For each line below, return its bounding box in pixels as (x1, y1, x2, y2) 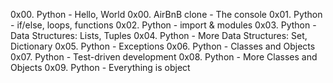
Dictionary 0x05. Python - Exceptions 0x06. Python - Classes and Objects (10, 40, 316, 52)
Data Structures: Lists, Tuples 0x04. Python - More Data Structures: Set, (10, 30, 308, 41)
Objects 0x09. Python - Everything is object (10, 62, 191, 73)
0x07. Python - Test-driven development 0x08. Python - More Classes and (10, 51, 318, 63)
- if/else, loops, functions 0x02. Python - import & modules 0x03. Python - (10, 19, 317, 31)
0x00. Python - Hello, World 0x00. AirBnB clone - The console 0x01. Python (10, 9, 323, 20)
